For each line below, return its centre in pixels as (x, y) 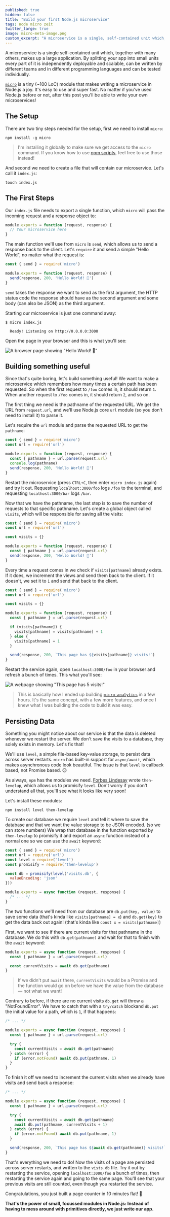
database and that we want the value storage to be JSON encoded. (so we (83, 825)
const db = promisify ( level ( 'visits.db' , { (52, 873)
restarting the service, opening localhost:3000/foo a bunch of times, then (82, 1173)
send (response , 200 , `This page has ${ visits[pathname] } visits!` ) (82, 655)
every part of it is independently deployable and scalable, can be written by (84, 63)
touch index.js (21, 182)
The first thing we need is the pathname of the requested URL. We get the (82, 404)
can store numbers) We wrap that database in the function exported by (79, 830)
